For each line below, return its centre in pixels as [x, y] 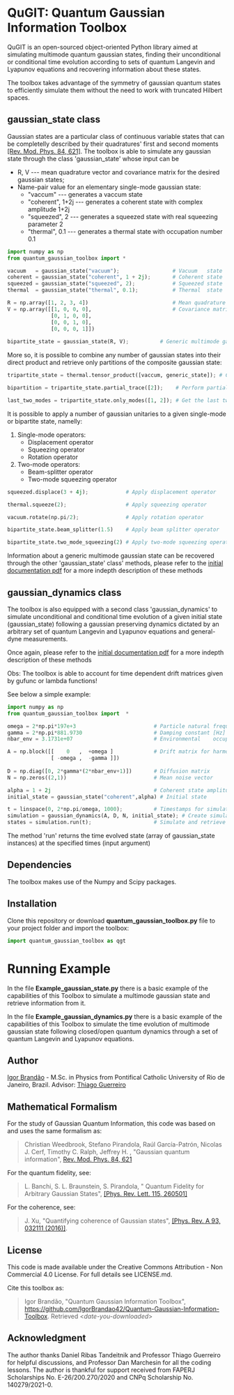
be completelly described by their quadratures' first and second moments [113, 144]
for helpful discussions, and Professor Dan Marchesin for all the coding [109, 1362]
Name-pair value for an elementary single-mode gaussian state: [109, 187]
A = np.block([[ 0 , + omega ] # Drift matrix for [109, 752]
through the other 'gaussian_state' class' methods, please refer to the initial [115, 563]
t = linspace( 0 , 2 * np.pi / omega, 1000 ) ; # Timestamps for [106, 810]
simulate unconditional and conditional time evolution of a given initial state [115, 616]
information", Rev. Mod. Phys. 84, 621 [78, 1159]
